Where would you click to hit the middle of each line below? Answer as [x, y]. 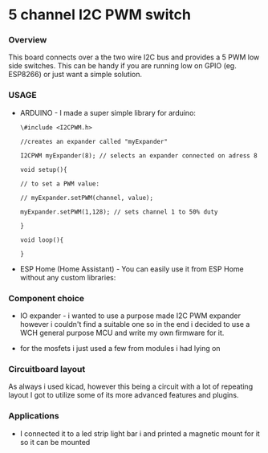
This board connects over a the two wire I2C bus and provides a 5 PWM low [134, 57]
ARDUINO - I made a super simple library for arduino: [108, 112]
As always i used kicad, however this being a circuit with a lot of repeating [131, 386]
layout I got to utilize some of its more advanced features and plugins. [124, 395]
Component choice [47, 298]
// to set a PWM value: [60, 184]
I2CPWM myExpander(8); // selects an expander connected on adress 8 [139, 155]
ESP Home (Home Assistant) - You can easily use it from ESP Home [132, 269]
